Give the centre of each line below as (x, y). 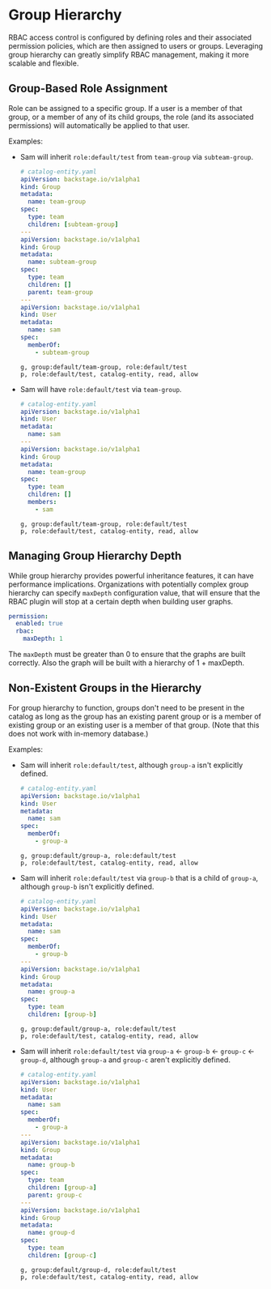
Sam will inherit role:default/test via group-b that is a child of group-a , (139, 877)
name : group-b (51, 1165)
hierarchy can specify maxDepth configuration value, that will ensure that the (134, 592)
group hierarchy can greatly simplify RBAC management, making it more (129, 54)
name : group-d (51, 1233)
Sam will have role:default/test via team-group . (101, 389)
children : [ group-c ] (62, 1255)
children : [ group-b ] (62, 1014)
